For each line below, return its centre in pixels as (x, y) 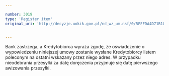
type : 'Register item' (29, 19)
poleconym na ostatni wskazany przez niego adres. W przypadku (73, 57)
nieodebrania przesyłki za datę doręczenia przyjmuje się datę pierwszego (81, 63)
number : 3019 (19, 14)
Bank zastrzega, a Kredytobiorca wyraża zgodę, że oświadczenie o (75, 47)
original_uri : (20, 24)
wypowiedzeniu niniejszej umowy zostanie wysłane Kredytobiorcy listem (80, 52)
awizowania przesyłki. (28, 68)
